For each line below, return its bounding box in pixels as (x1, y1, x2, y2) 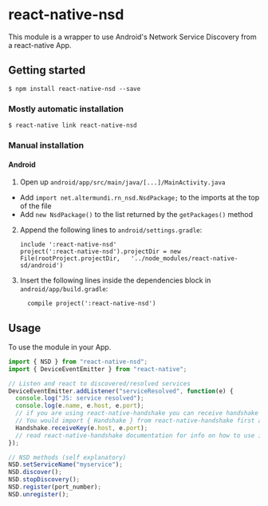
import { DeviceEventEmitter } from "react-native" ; (8, 365, 187, 373)
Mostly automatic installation (8, 103, 124, 114)
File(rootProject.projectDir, (19, 255, 121, 263)
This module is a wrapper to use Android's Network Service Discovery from (8, 32, 257, 42)
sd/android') (19, 262, 64, 270)
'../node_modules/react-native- (130, 255, 238, 263)
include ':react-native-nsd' (19, 241, 117, 249)
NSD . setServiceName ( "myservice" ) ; (8, 461, 124, 468)
